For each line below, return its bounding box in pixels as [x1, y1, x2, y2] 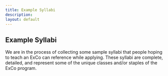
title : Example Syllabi [5, 7, 56, 13]
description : [5, 12, 33, 17]
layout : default [5, 17, 40, 22]
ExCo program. [5, 65, 37, 71]
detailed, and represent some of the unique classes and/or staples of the [5, 60, 157, 66]
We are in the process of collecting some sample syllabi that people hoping [5, 49, 162, 55]
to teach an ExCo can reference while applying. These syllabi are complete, [5, 54, 163, 61]
